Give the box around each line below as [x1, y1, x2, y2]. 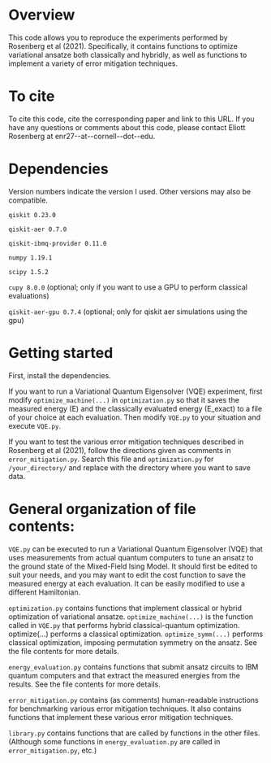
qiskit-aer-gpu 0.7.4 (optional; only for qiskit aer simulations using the [8, 307, 247, 316]
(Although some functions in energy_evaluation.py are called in [8, 736, 221, 746]
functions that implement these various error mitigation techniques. [8, 712, 234, 722]
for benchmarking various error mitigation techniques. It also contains [8, 704, 242, 713]
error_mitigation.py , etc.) [8, 745, 97, 755]
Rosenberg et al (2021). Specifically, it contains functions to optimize [8, 41, 238, 50]
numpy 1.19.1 [8, 254, 53, 262]
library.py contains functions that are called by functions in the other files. [8, 728, 260, 738]
